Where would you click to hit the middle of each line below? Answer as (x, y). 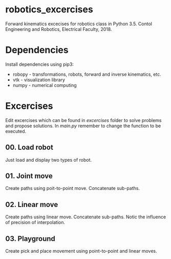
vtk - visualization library (39, 80)
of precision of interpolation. (35, 222)
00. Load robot (29, 148)
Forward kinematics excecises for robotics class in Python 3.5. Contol (79, 24)
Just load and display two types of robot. (49, 160)
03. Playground (30, 239)
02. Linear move (32, 204)
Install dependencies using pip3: (40, 64)
